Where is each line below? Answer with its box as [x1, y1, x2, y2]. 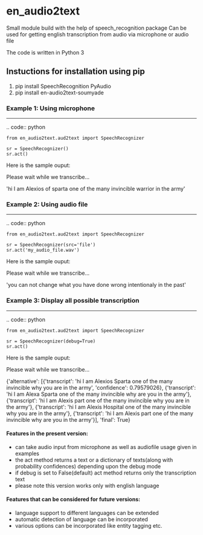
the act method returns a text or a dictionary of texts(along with [14, 456, 173, 464]
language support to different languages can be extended [14, 510, 159, 517]
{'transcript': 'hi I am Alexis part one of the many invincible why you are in [6, 396, 190, 404]
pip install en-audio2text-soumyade [14, 89, 104, 96]
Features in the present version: [6, 430, 89, 437]
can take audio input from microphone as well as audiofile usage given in [14, 443, 197, 450]
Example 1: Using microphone [6, 104, 95, 113]
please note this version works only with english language [14, 482, 159, 489]
